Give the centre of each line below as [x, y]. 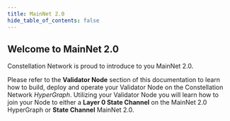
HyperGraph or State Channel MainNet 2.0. [71, 110]
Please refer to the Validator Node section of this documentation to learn [114, 80]
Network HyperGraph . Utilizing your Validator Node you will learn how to [113, 95]
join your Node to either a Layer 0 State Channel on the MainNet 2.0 [107, 103]
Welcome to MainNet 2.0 [63, 49]
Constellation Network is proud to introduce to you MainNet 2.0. [100, 66]
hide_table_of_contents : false [53, 21]
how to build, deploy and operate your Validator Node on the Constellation [115, 87]
